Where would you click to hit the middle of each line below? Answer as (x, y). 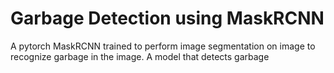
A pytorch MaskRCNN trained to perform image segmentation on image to (163, 46)
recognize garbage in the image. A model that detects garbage (140, 56)
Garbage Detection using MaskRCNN (167, 18)
